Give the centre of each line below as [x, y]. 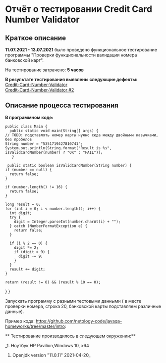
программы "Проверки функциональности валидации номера [71, 55]
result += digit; [28, 269]
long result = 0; [23, 204]
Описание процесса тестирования [62, 106]
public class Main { [27, 126]
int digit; [21, 213]
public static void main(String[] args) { [54, 131]
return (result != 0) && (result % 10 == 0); [53, 282]
